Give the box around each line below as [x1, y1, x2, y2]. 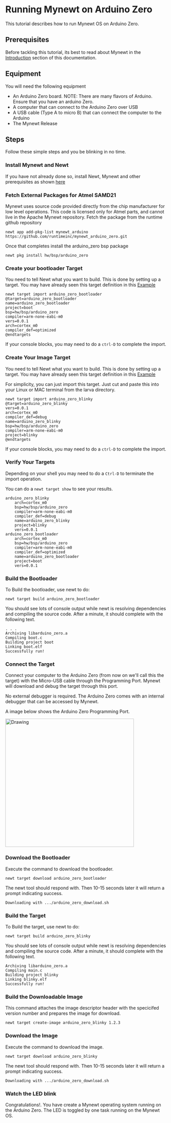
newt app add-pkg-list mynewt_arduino [5, 229, 88, 235]
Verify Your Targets [5, 458, 55, 466]
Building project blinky [5, 973, 59, 978]
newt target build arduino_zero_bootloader [5, 596, 100, 602]
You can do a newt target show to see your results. [5, 486, 113, 492]
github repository [5, 219, 42, 225]
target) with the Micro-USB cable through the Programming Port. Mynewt [5, 677, 161, 684]
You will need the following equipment [5, 83, 86, 89]
